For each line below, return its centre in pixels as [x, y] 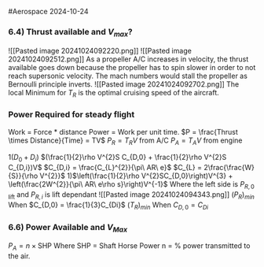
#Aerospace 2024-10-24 [48, 11]
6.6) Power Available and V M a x [68, 228]
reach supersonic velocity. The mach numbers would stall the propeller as [128, 76]
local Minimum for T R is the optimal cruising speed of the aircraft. [114, 93]
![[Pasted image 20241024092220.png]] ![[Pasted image [100, 50]
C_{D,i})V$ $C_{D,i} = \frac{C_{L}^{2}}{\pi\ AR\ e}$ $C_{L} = [105, 168]
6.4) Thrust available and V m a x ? [71, 32]
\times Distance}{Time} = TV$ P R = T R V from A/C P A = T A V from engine [125, 141]
